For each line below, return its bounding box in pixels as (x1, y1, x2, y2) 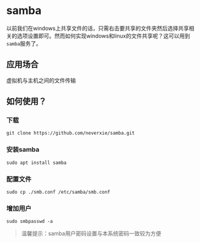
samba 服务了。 (6, 40, 41, 47)
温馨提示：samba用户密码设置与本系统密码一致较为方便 (21, 230, 162, 238)
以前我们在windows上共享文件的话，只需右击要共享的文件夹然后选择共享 (6, 24, 189, 32)
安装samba (6, 146, 40, 154)
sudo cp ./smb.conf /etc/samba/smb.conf (6, 189, 111, 195)
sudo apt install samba (6, 160, 67, 166)
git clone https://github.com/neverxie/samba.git (6, 130, 135, 136)
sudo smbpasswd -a (6, 219, 53, 225)
